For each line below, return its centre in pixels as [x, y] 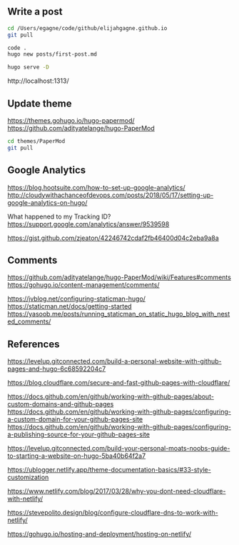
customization [28, 477]
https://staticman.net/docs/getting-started [70, 306]
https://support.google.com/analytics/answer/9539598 [88, 224]
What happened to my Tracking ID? [59, 216]
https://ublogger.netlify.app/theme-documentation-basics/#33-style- [110, 470]
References [34, 344]
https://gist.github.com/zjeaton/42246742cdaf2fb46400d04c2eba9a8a [113, 238]
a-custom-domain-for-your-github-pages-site [75, 419]
